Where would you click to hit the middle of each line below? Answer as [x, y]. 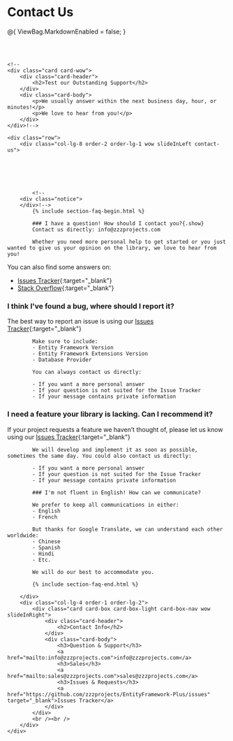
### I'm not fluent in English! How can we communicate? [116, 492]
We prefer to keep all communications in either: [106, 505]
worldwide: [23, 535]
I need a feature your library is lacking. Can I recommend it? [110, 415]
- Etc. [42, 560]
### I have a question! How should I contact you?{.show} [118, 223]
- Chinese [46, 541]
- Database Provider [62, 360]
